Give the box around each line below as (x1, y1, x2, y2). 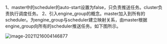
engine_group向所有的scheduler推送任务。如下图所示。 (5, 23, 121, 29)
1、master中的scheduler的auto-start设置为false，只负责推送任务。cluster (5, 4, 158, 10)
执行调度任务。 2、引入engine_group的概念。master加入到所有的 (9, 10, 145, 16)
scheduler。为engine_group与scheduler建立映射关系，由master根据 (5, 17, 148, 22)
